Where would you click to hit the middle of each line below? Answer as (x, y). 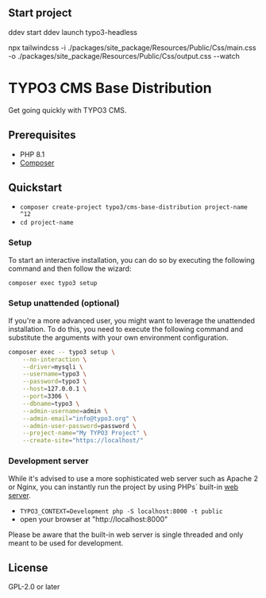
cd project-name (46, 223)
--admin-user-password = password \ (79, 426)
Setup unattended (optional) (64, 303)
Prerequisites (42, 135)
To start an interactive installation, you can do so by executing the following (132, 260)
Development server (48, 461)
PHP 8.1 (32, 154)
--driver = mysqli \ (53, 367)
